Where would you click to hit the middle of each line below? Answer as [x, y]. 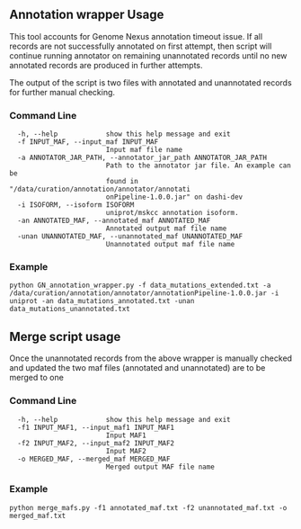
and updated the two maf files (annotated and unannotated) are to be [137, 368]
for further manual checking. [62, 92]
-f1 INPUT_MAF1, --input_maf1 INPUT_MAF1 [96, 427]
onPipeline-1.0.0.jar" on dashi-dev [174, 197]
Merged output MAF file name [160, 467]
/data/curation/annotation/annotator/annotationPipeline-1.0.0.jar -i [144, 293]
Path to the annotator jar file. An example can [199, 166]
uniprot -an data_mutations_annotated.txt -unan [102, 301]
